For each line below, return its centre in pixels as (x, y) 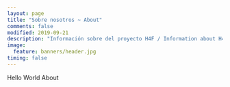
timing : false (27, 58)
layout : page (26, 13)
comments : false (30, 26)
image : (16, 45)
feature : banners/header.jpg (55, 52)
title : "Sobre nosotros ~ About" (55, 20)
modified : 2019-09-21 (38, 33)
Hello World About (33, 77)
